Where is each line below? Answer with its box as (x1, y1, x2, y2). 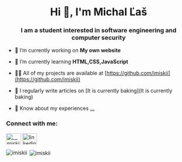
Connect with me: (6, 120, 58, 128)
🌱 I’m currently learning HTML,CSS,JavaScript (14, 58, 129, 65)
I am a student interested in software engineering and (21, 26, 177, 35)
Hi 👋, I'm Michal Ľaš (50, 5, 147, 19)
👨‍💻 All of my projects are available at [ (14, 70, 107, 77)
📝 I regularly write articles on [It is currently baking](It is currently (14, 87, 173, 95)
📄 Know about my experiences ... (14, 105, 95, 112)
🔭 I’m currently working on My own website (14, 47, 121, 54)
